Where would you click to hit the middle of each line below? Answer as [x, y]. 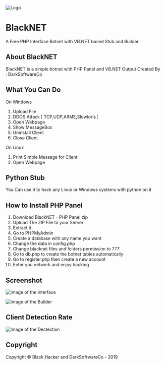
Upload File [25, 111]
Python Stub [25, 178]
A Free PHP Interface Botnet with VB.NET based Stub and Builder [72, 41]
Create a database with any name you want [57, 239]
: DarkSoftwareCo [24, 74]
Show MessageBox [32, 127]
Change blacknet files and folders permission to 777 [66, 249]
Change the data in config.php [44, 243]
